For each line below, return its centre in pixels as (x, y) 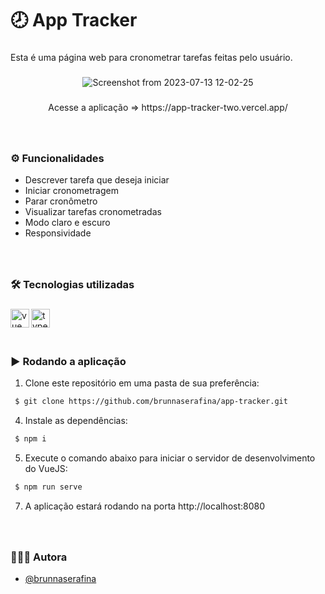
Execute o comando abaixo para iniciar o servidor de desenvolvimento (170, 458)
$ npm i (30, 439)
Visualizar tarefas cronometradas (93, 212)
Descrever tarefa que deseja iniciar (97, 180)
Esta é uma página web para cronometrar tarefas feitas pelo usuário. (151, 58)
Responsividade (58, 233)
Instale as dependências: (76, 421)
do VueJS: (46, 468)
